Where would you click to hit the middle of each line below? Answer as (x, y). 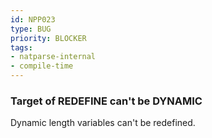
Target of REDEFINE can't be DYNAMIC (106, 101)
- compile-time (42, 66)
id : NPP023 (33, 19)
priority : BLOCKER (48, 38)
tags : (21, 47)
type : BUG (31, 29)
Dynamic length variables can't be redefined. (103, 123)
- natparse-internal (53, 57)
